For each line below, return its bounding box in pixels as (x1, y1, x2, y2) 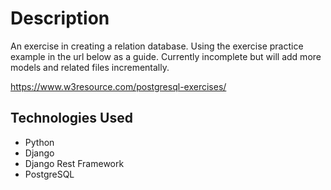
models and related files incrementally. (10, 61, 170, 73)
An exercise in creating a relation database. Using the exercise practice (10, 40, 304, 52)
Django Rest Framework (24, 157, 125, 169)
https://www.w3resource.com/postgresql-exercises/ (10, 80, 227, 92)
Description (10, 7, 110, 30)
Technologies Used (10, 110, 133, 127)
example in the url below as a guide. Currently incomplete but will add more (10, 50, 322, 62)
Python (24, 136, 55, 148)
